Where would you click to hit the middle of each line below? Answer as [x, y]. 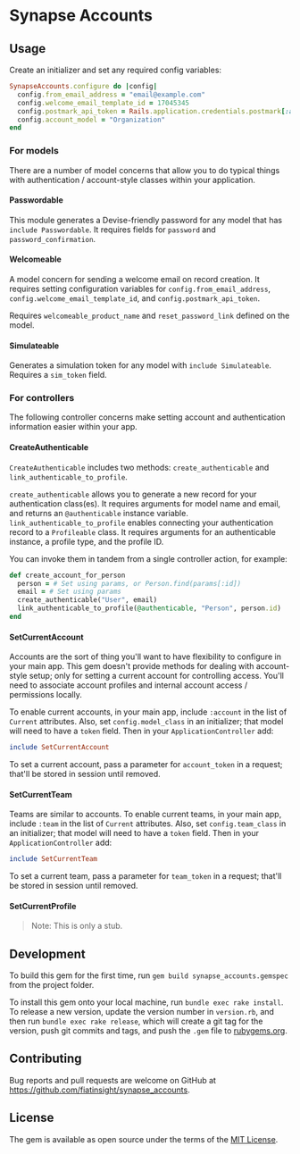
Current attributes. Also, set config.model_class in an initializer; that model [146, 722]
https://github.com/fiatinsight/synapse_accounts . [100, 1090]
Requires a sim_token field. [58, 375]
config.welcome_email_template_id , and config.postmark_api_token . [135, 298]
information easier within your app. [74, 427]
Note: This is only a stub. [77, 926]
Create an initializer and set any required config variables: [115, 70]
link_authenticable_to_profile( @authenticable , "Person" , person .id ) [149, 608]
